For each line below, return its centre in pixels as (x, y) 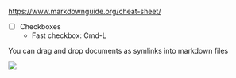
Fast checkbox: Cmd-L (69, 35)
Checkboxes (40, 26)
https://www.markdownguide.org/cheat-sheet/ (85, 11)
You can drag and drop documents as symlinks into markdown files (118, 51)
